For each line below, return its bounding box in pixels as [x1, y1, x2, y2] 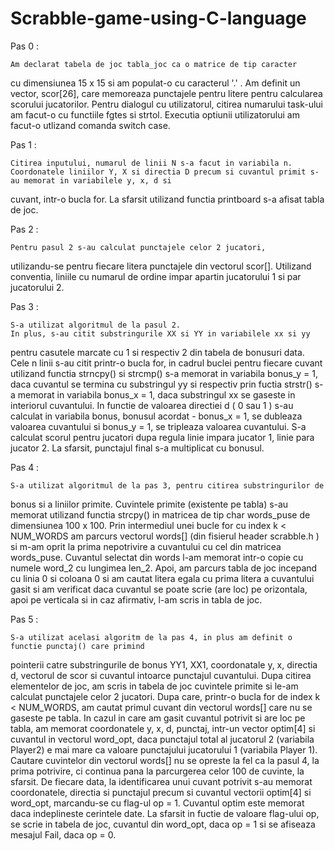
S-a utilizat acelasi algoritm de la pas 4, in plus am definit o [10, 632, 293, 642]
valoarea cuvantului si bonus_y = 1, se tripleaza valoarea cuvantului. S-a [10, 420, 307, 432]
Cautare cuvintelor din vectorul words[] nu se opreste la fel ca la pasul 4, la [10, 754, 320, 766]
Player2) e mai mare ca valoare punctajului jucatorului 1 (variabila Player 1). [10, 743, 318, 756]
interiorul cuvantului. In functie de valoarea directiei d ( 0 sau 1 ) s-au [10, 399, 294, 411]
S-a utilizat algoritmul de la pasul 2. [10, 320, 182, 330]
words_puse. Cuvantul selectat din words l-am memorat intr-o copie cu [10, 551, 304, 563]
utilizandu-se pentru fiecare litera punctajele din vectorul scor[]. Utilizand [10, 260, 312, 272]
